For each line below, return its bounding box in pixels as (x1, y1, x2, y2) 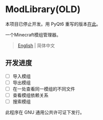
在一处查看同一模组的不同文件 (12, 86, 75, 92)
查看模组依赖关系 (12, 92, 49, 98)
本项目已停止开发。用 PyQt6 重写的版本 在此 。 (5, 21, 101, 27)
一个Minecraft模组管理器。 (5, 31, 61, 37)
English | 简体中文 (17, 42, 55, 49)
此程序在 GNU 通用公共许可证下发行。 (5, 109, 85, 115)
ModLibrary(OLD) (5, 4, 81, 15)
